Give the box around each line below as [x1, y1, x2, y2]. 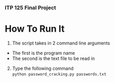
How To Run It [5, 23, 65, 35]
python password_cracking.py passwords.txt [12, 71, 107, 77]
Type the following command [12, 65, 74, 71]
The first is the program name [12, 50, 75, 56]
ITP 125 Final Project [5, 4, 57, 11]
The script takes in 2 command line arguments [12, 40, 110, 46]
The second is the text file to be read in [12, 55, 95, 61]
